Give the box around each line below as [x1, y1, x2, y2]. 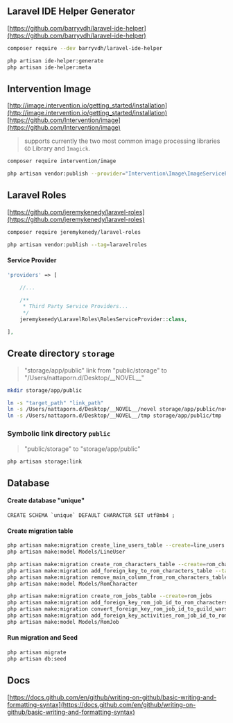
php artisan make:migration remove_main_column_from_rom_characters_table [7, 574, 228, 581]
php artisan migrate [7, 649, 67, 656]
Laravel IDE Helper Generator [7, 6, 135, 17]
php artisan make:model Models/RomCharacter [7, 580, 138, 587]
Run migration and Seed [7, 633, 78, 642]
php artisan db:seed [7, 655, 67, 662]
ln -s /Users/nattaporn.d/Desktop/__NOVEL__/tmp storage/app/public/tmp [7, 412, 222, 419]
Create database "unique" [7, 496, 85, 505]
